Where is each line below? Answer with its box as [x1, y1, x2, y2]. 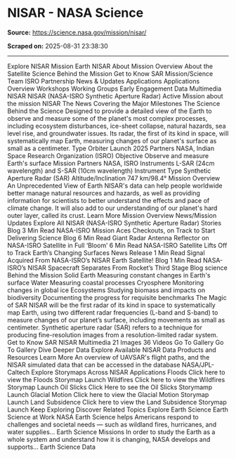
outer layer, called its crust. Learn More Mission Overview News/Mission [7, 211, 217, 219]
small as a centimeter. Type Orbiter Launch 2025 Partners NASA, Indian [7, 144, 215, 152]
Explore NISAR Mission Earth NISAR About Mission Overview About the [7, 62, 213, 70]
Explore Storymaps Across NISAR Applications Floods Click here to [31, 367, 225, 377]
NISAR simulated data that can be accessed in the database [7, 360, 181, 369]
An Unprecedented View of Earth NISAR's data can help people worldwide [7, 181, 223, 190]
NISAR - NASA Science [7, 5, 144, 21]
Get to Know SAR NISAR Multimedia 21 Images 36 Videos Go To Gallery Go [7, 338, 224, 346]
